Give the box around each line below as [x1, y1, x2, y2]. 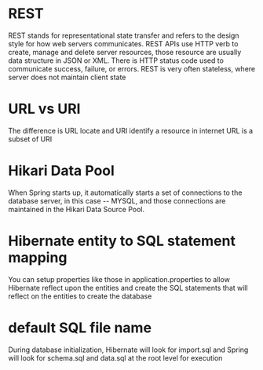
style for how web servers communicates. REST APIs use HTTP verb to [8, 38, 239, 48]
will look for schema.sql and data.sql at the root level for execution [8, 353, 223, 362]
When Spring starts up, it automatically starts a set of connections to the [8, 188, 243, 197]
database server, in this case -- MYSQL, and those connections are [8, 196, 226, 205]
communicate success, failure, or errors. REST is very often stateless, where [8, 64, 256, 73]
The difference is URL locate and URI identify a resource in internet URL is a [8, 126, 254, 135]
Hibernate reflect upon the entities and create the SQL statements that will [8, 283, 249, 292]
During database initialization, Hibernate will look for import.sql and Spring [8, 345, 249, 354]
